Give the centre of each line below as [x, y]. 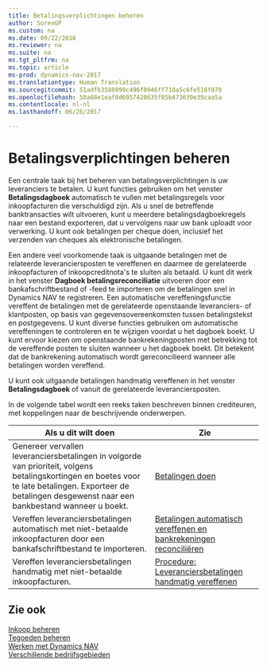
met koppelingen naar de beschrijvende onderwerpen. [97, 413]
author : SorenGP [35, 23]
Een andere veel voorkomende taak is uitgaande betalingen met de [118, 255]
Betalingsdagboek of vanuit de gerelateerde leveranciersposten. [114, 389]
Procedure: [175, 561]
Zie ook [27, 610]
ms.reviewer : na [35, 45]
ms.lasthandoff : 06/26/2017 [55, 112]
